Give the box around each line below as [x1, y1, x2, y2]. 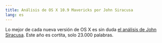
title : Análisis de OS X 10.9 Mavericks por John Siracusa [5, 7, 133, 13]
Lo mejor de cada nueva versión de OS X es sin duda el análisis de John [5, 26, 157, 32]
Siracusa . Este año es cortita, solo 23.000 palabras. [5, 32, 114, 38]
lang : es [5, 12, 24, 17]
